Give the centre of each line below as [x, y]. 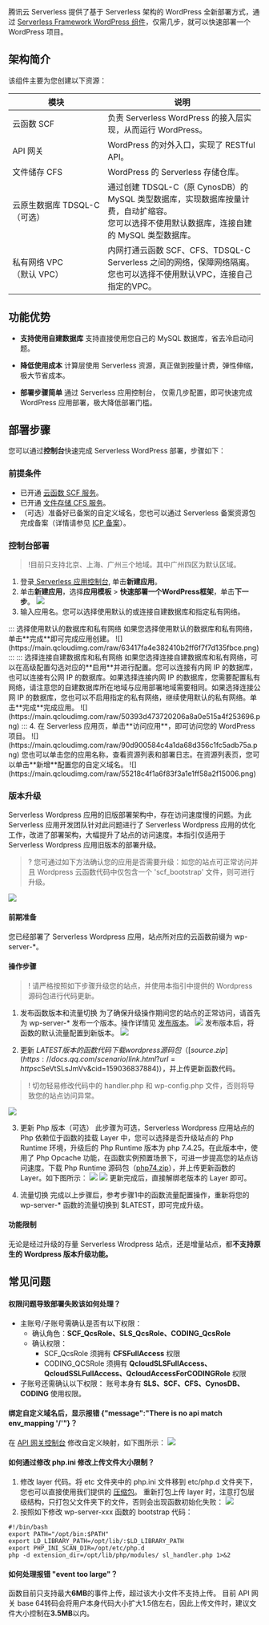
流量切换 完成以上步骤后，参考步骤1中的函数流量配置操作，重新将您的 [134, 1195]
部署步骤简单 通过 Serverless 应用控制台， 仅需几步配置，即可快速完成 [136, 392]
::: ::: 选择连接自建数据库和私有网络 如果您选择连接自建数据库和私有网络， [130, 657]
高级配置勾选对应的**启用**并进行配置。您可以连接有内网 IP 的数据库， [140, 668]
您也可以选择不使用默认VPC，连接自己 [180, 274]
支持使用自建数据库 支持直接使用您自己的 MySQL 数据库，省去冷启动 [133, 338]
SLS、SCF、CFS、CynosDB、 [193, 1383]
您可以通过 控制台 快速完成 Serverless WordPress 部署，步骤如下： [117, 451]
